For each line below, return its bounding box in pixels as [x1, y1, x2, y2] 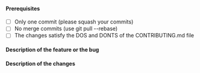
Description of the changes [5, 60, 76, 67]
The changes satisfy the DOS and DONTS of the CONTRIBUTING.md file [14, 32, 194, 39]
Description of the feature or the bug [5, 46, 99, 53]
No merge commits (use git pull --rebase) [14, 25, 118, 33]
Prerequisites [5, 5, 40, 12]
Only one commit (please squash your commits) [14, 18, 134, 25]
